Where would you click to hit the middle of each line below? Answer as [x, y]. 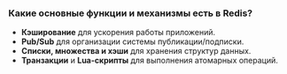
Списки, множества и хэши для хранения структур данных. [136, 51]
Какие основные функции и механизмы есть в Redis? [131, 13]
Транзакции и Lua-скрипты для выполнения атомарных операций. [149, 61]
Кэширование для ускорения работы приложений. [118, 33]
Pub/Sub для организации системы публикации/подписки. [132, 41]
